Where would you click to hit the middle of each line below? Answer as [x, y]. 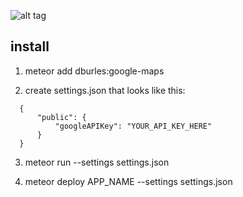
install [30, 46]
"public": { [61, 117]
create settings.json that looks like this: [105, 90]
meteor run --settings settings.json [97, 162]
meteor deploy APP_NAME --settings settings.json [128, 181]
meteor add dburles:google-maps [94, 71]
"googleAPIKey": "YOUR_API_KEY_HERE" [133, 126]
